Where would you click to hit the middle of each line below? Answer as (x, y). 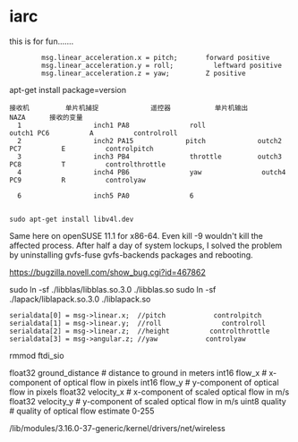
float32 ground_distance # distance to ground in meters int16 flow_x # (138, 372)
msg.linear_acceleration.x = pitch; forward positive (156, 57)
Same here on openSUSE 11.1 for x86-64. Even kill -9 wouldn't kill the (136, 235)
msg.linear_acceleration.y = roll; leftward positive (162, 65)
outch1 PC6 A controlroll (94, 133)
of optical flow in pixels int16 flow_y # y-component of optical (166, 382)
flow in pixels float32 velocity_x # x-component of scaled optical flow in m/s (149, 392)
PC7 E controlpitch (81, 149)
